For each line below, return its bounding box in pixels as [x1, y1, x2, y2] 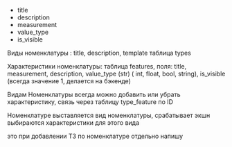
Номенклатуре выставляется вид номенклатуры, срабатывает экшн [7, 111, 211, 119]
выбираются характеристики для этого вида [7, 119, 140, 127]
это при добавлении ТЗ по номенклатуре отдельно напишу [7, 132, 184, 140]
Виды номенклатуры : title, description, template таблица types [7, 49, 192, 57]
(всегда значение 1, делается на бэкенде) [7, 77, 132, 85]
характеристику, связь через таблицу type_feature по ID [7, 98, 174, 106]
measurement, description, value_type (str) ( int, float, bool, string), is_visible [7, 69, 226, 78]
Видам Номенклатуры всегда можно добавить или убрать [7, 90, 181, 98]
